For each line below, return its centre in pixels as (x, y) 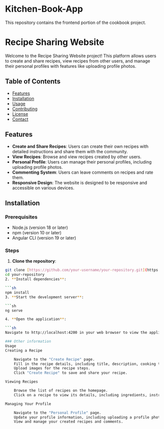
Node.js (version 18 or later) (40, 227)
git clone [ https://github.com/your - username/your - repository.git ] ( (76, 270)
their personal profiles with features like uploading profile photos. (71, 66)
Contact (20, 119)
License (20, 114)
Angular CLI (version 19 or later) (44, 238)
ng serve (14, 310)
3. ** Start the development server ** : (44, 297)
